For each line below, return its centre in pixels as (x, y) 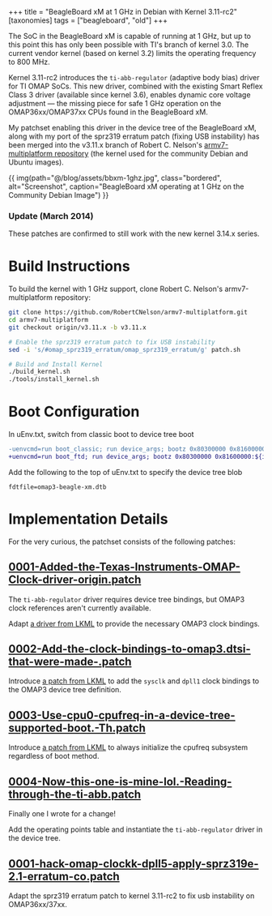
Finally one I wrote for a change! (62, 814)
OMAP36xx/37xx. (38, 904)
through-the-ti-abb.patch (75, 794)
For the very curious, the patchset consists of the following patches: (122, 541)
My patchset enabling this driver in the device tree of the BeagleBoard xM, (132, 128)
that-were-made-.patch (70, 662)
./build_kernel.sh (39, 372)
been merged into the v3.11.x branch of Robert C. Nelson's (105, 145)
